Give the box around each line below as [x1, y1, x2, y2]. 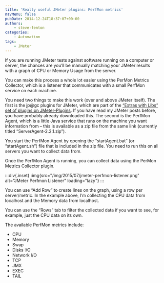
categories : [5, 30, 29, 35]
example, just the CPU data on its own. [5, 212, 83, 218]
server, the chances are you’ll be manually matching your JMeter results [5, 62, 150, 68]
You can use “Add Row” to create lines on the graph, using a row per [5, 187, 143, 193]
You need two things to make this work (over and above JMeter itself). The [5, 97, 155, 103]
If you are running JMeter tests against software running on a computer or [5, 57, 155, 63]
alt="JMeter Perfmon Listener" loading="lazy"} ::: [5, 178, 104, 183]
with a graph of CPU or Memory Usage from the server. [5, 67, 117, 74]
